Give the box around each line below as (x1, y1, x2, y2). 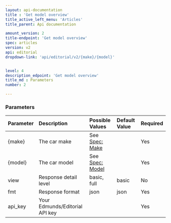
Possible (89, 117, 111, 124)
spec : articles (5, 40, 38, 46)
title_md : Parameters (5, 77, 53, 83)
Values (89, 123, 107, 130)
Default (117, 117, 135, 124)
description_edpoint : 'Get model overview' (5, 73, 99, 78)
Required (140, 120, 163, 127)
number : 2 (5, 82, 26, 88)
